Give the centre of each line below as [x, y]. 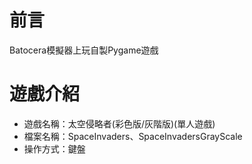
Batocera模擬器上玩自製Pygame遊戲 [84, 50]
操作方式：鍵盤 [54, 148]
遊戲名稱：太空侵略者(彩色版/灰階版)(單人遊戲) [119, 123]
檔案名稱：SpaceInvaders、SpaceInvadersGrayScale [133, 136]
